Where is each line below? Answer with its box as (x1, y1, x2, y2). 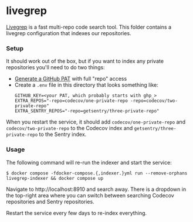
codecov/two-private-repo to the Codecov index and (6, 125, 133, 132)
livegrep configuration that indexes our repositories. (6, 29, 131, 36)
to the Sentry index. (39, 131, 87, 138)
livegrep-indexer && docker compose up (6, 175, 104, 181)
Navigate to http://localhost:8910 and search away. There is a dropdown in (6, 186, 187, 193)
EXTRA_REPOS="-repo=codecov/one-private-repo (14, 98, 128, 104)
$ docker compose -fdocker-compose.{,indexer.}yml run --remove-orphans (6, 170, 188, 176)
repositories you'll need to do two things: (6, 64, 105, 71)
